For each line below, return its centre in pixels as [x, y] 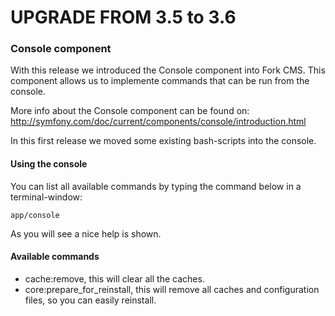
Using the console [49, 164]
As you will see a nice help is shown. [86, 233]
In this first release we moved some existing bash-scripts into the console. [163, 141]
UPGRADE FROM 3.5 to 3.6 [123, 17]
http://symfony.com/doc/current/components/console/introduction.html [158, 122]
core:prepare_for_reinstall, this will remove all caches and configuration [172, 289]
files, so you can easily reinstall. [90, 300]
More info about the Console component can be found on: [130, 111]
